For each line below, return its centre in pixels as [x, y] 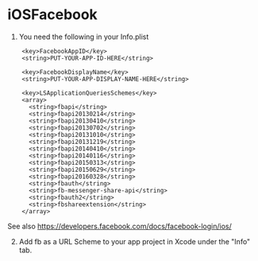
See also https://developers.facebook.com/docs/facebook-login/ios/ [119, 226]
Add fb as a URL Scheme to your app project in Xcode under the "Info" [135, 241]
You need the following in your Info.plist [84, 37]
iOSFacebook [53, 15]
